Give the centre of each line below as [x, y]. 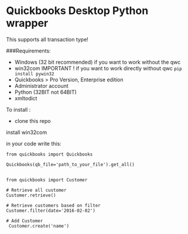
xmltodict [26, 98]
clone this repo [33, 121]
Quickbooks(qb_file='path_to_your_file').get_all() [70, 164]
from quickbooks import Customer [47, 180]
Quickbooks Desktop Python [77, 11]
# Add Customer [25, 221]
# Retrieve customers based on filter [53, 205]
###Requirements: [28, 50]
